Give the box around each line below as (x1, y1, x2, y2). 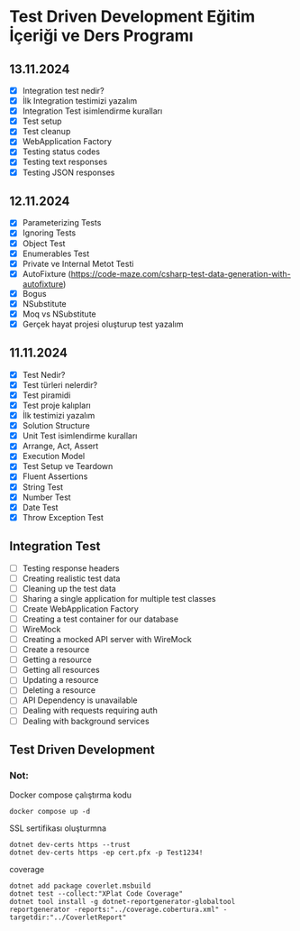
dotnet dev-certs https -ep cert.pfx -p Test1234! (9, 848, 204, 858)
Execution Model (22, 451, 86, 462)
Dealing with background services (22, 715, 150, 726)
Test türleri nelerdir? (22, 379, 97, 390)
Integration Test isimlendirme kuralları (22, 106, 163, 116)
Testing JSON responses (22, 167, 115, 178)
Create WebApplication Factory (22, 603, 140, 614)
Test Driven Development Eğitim (9, 6, 256, 27)
